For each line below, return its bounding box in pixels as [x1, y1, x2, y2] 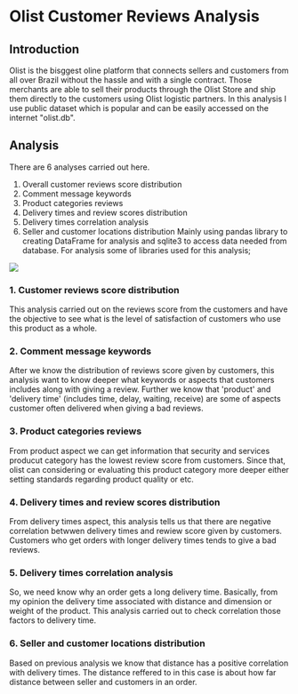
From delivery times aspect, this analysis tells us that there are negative [9, 516, 271, 526]
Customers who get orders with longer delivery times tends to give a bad [9, 535, 277, 546]
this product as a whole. [9, 323, 98, 334]
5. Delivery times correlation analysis [9, 566, 173, 578]
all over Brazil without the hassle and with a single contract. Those [9, 75, 253, 85]
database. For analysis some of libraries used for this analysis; [21, 244, 252, 255]
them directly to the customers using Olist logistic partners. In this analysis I [9, 93, 287, 104]
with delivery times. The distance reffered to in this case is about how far [9, 666, 277, 677]
